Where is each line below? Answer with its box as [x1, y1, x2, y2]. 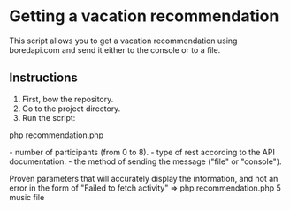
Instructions [9, 71, 78, 86]
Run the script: [21, 112, 76, 123]
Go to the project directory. [21, 103, 121, 114]
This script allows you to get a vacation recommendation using [9, 35, 238, 46]
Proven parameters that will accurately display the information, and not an [9, 173, 279, 184]
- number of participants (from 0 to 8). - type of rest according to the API [9, 146, 276, 157]
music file [9, 191, 45, 202]
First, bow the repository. [21, 94, 114, 104]
